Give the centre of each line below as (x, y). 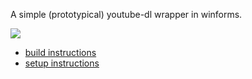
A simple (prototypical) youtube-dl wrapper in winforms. (126, 14)
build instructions (60, 52)
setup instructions (62, 63)
